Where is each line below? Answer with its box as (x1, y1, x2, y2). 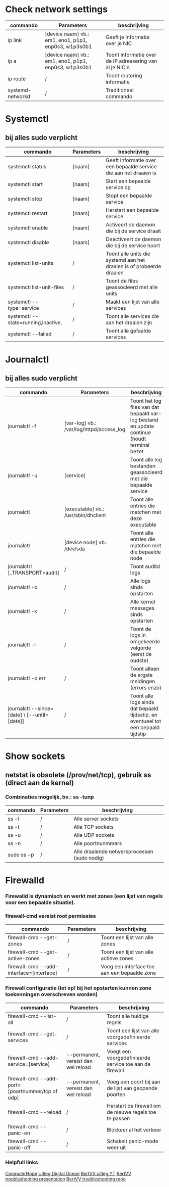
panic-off (8, 1144, 31, 1151)
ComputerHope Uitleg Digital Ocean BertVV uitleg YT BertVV (5, 1170, 132, 1176)
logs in (130, 632, 146, 639)
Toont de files (105, 277, 138, 284)
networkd (8, 92, 31, 100)
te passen (106, 1115, 130, 1122)
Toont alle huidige (106, 1012, 149, 1019)
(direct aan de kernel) (5, 778, 74, 787)
